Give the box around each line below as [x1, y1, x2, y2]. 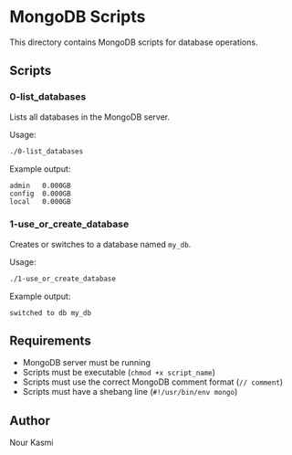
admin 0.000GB [9, 181, 71, 190]
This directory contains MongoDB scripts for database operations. [9, 37, 258, 48]
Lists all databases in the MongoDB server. [9, 111, 171, 122]
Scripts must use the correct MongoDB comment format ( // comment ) [22, 376, 284, 387]
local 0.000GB [9, 196, 71, 206]
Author [9, 413, 50, 429]
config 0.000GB [9, 189, 71, 198]
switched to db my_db [9, 308, 92, 317]
